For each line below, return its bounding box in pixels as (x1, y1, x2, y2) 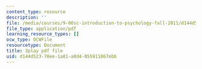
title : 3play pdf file (6, 48, 63, 54)
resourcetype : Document (6, 43, 66, 49)
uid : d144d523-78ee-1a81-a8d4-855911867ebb (6, 53, 117, 59)
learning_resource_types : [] (6, 31, 79, 37)
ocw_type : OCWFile (6, 37, 52, 43)
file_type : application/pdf (6, 25, 77, 32)
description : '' (6, 14, 47, 20)
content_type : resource (6, 8, 66, 15)
